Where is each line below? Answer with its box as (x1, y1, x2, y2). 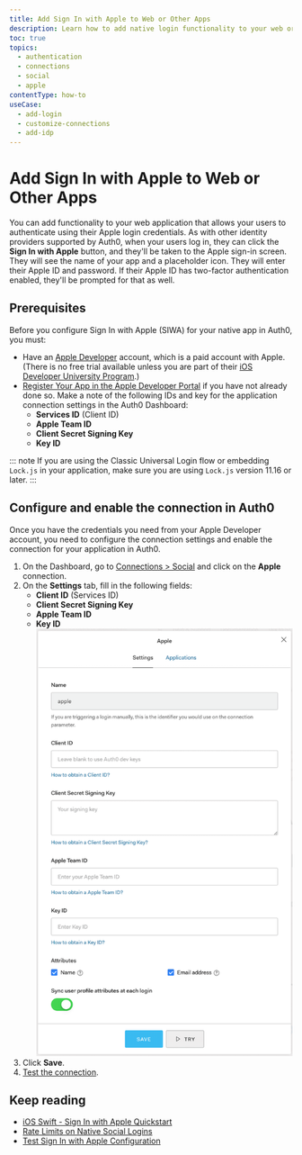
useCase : (9, 100, 42, 109)
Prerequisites (9, 301, 86, 316)
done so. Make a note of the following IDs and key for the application (22, 390, 278, 401)
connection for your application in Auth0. (9, 543, 161, 554)
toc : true (9, 33, 47, 42)
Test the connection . (22, 1067, 99, 1078)
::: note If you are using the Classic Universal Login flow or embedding (9, 455, 270, 465)
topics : (9, 43, 39, 52)
